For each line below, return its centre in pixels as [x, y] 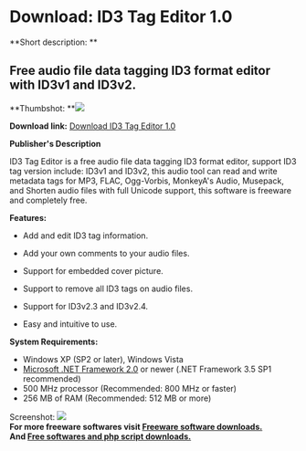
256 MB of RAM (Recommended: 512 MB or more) [117, 398]
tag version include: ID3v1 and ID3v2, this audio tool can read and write [144, 171]
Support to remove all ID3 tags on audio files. [108, 288]
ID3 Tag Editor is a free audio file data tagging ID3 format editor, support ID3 [153, 161]
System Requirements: [54, 341]
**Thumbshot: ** [42, 108]
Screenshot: [32, 416]
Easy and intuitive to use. [70, 324]
